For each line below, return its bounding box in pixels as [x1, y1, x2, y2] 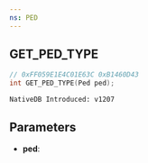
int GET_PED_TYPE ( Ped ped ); [9, 78, 116, 88]
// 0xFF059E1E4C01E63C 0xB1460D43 [9, 70, 140, 79]
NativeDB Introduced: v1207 [9, 95, 116, 104]
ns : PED [9, 13, 39, 23]
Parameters [9, 119, 77, 135]
